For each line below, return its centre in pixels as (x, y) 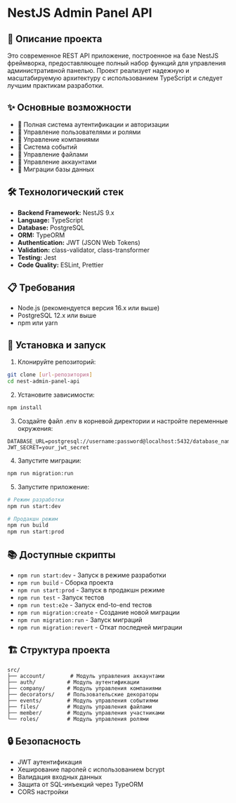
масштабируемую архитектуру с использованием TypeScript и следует (115, 78)
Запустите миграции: (50, 460)
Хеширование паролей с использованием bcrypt (91, 769)
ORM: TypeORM (41, 235)
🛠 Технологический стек (66, 192)
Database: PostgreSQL (51, 227)
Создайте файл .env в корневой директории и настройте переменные (123, 421)
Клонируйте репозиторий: (57, 362)
